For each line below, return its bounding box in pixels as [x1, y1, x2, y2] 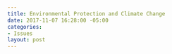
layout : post [7, 36, 46, 43]
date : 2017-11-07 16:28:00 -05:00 [7, 17, 109, 24]
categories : [7, 23, 42, 30]
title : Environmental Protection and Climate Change [7, 10, 166, 18]
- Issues [7, 29, 33, 37]
